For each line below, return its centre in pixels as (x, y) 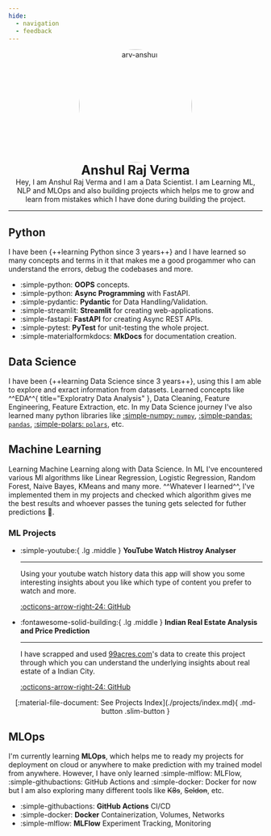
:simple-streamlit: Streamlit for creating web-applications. (117, 310)
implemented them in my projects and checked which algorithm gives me (130, 495)
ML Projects (32, 533)
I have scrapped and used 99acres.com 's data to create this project (133, 654)
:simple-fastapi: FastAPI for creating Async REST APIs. (111, 319)
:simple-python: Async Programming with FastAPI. (105, 293)
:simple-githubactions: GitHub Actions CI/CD (95, 806)
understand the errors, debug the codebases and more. (101, 269)
